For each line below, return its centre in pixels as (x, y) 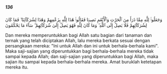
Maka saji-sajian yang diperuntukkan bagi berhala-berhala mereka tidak (79, 51)
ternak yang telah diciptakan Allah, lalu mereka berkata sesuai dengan (78, 40)
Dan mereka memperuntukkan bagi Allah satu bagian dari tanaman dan (78, 35)
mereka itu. (17, 67)
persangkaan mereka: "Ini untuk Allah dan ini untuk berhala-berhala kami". (82, 45)
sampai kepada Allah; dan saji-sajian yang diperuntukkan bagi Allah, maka (82, 56)
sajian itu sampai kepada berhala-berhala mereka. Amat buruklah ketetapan (83, 61)
